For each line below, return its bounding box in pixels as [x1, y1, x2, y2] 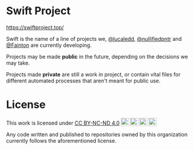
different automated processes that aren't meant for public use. [6, 77, 161, 84]
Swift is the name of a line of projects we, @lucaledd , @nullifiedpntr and [6, 35, 182, 42]
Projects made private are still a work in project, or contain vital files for [6, 71, 181, 78]
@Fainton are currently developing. [6, 42, 92, 49]
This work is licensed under [6, 119, 74, 126]
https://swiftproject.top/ [6, 24, 64, 31]
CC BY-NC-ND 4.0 [75, 119, 120, 126]
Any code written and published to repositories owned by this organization [6, 130, 188, 138]
